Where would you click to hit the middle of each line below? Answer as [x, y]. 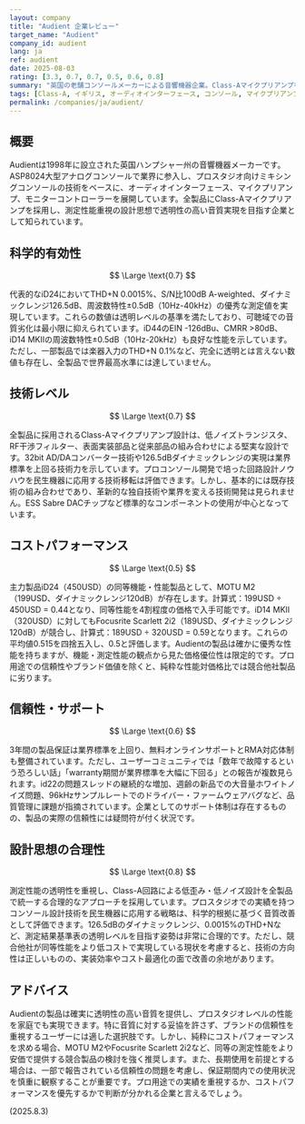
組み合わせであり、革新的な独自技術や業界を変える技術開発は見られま [156, 491]
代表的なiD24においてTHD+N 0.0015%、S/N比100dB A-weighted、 [135, 294]
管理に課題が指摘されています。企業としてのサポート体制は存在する [143, 807]
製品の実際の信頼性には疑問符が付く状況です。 [112, 818]
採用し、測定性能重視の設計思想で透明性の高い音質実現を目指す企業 [160, 211]
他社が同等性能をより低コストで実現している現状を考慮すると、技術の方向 [156, 947]
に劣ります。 [33, 677]
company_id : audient [49, 43]
